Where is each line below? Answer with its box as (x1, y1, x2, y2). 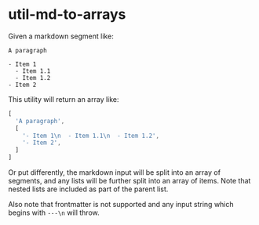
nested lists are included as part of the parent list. (8, 184, 169, 194)
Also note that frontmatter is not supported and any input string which (8, 200, 234, 209)
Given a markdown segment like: (8, 31, 114, 41)
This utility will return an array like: (8, 94, 119, 103)
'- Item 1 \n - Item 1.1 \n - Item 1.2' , (22, 132, 159, 140)
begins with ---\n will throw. (8, 208, 100, 217)
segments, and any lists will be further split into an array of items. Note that (8, 176, 251, 186)
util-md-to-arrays (8, 5, 126, 24)
